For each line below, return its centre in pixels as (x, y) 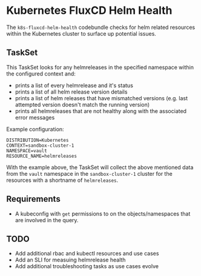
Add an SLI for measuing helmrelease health (70, 260)
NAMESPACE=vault (27, 151)
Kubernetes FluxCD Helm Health (89, 11)
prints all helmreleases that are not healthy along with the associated (100, 111)
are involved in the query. (47, 220)
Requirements (33, 199)
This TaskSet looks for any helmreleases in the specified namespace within (100, 67)
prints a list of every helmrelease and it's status (74, 85)
